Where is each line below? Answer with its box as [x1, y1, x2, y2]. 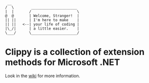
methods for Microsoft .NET [5, 57, 120, 68]
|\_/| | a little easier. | [5, 26, 79, 31]
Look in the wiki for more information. [5, 73, 80, 79]
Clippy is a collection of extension [5, 47, 145, 58]
